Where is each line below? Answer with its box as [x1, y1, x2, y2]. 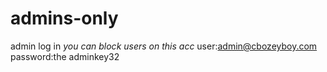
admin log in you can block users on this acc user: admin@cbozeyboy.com [10, 40, 318, 52]
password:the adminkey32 [10, 50, 120, 62]
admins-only [10, 7, 119, 30]
